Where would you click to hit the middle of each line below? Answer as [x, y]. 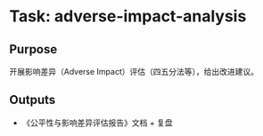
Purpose [33, 49]
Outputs [33, 100]
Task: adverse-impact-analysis [128, 16]
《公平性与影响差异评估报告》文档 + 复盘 [97, 123]
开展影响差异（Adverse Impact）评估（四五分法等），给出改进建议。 [134, 72]
